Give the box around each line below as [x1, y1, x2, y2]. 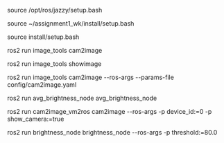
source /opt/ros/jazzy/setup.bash [7, 6, 103, 14]
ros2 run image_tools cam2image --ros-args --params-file [7, 73, 175, 81]
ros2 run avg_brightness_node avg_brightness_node [7, 94, 157, 102]
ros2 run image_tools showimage [7, 60, 102, 68]
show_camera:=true [7, 115, 64, 123]
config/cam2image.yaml [7, 81, 77, 89]
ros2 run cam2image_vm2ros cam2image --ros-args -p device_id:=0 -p [7, 108, 212, 115]
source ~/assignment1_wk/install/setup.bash [7, 19, 135, 27]
